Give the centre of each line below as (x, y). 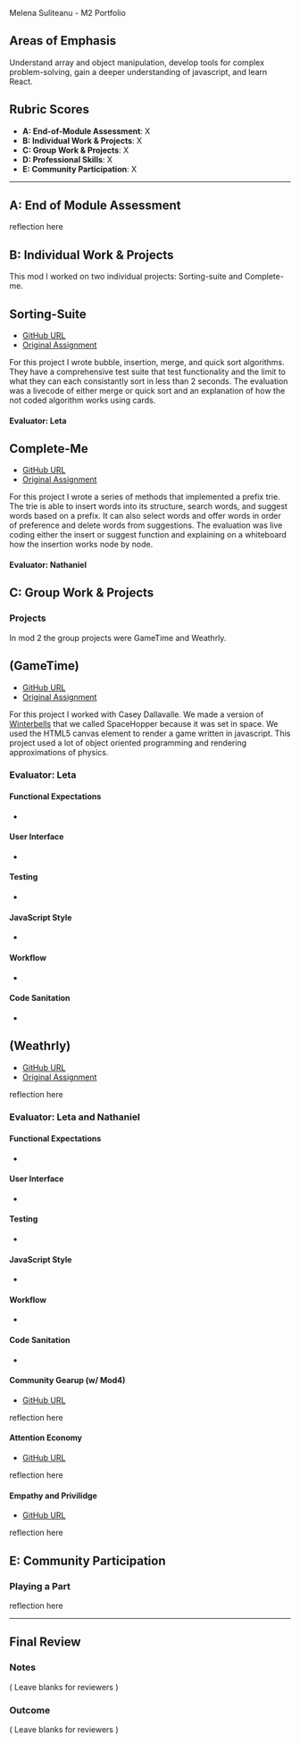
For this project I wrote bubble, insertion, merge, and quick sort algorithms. (147, 363)
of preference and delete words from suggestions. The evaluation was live (146, 525)
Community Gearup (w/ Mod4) (67, 1380)
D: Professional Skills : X (67, 159)
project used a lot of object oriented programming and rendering (128, 742)
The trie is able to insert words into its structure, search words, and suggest (149, 506)
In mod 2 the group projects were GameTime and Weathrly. (118, 638)
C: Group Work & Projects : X (75, 150)
